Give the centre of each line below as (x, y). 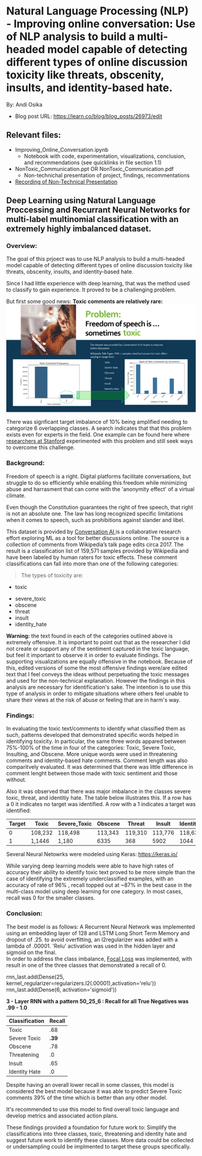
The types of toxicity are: (52, 575)
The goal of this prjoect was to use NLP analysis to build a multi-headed (96, 259)
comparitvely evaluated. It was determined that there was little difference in (100, 766)
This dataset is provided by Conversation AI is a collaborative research (94, 532)
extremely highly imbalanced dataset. (79, 229)
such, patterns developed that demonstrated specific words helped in (93, 735)
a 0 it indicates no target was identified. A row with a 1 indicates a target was (101, 804)
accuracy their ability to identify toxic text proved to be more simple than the (101, 872)
